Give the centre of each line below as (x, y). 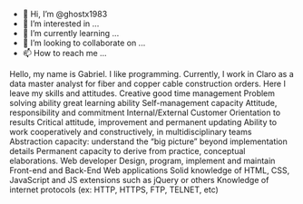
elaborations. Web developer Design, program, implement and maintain (142, 160)
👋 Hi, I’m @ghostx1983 (65, 14)
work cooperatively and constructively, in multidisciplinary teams (131, 132)
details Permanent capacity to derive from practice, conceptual (127, 151)
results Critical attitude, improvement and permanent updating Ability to (143, 122)
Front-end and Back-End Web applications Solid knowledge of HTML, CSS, (150, 170)
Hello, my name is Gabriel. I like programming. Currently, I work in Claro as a (152, 74)
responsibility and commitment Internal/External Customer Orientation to (145, 112)
